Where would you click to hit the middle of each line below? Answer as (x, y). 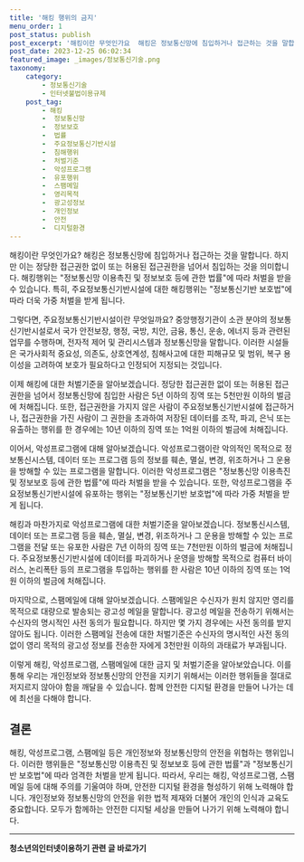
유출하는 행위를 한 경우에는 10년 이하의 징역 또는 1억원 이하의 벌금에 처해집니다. (149, 429)
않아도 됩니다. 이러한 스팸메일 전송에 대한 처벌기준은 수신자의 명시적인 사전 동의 (149, 633)
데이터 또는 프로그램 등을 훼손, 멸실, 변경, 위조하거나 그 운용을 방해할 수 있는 (143, 535)
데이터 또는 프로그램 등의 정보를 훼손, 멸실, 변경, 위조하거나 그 (166, 459)
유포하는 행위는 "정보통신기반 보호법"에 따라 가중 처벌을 (182, 493)
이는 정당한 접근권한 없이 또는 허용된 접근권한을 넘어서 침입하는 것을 (138, 266)
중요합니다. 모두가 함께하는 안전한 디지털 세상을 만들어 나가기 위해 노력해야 (141, 810)
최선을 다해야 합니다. (55, 698)
